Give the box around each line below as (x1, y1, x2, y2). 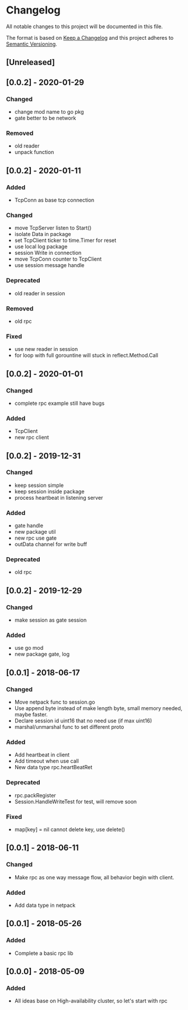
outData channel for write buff (14, 541, 88, 548)
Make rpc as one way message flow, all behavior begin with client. (14, 873, 175, 881)
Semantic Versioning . (6, 40, 57, 47)
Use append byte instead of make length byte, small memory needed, (14, 705, 183, 712)
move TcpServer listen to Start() (14, 224, 92, 231)
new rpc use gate (14, 534, 57, 542)
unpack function (14, 149, 54, 156)
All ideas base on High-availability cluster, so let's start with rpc (14, 997, 168, 1005)
